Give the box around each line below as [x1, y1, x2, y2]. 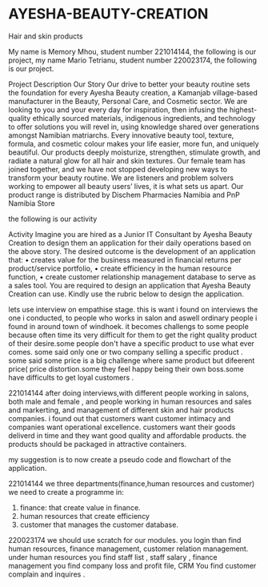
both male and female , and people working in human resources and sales [8, 396, 252, 406]
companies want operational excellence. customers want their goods [8, 422, 236, 432]
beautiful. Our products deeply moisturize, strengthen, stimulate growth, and [8, 147, 261, 157]
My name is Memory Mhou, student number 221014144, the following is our [8, 46, 257, 56]
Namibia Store [8, 198, 55, 208]
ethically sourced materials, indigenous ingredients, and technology [32, 113, 256, 123]
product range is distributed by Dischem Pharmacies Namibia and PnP [8, 190, 240, 199]
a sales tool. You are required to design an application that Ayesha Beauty [8, 280, 251, 290]
